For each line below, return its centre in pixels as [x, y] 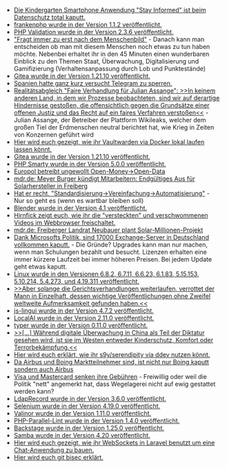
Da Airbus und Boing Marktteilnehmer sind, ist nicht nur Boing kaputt [111, 362]
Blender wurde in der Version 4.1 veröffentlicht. [80, 208]
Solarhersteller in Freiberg [51, 186]
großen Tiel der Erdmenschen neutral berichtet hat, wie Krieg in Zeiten [114, 127]
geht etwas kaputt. [40, 266]
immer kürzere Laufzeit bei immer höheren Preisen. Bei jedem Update [113, 259]
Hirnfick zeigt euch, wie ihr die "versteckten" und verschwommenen [111, 215]
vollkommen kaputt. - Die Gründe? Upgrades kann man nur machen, [111, 245]
